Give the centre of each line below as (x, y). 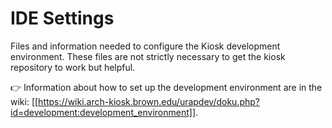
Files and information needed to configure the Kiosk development (145, 46)
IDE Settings (62, 18)
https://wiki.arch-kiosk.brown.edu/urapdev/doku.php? (149, 101)
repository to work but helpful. (73, 67)
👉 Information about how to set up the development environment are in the (166, 87)
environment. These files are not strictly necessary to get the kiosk (148, 56)
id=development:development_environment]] (103, 112)
